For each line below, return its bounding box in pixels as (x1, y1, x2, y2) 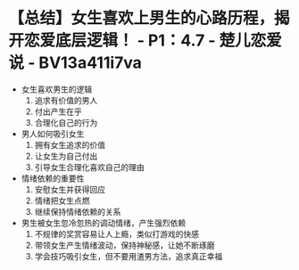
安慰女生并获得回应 (34, 184, 106, 194)
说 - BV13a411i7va (8, 53, 142, 73)
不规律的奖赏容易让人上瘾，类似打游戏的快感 (34, 228, 200, 239)
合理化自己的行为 (34, 117, 98, 127)
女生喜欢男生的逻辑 (21, 84, 93, 94)
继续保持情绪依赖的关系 (34, 206, 121, 217)
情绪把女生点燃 (34, 195, 90, 206)
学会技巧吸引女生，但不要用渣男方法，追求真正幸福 (34, 250, 223, 261)
